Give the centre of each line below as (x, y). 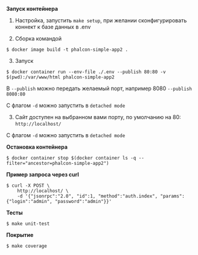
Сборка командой (38, 38)
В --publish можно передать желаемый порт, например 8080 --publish (99, 88)
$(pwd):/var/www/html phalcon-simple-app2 (60, 77)
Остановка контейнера (37, 147)
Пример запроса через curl (43, 174)
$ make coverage (27, 246)
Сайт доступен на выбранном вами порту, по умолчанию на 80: (98, 117)
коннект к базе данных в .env (53, 27)
